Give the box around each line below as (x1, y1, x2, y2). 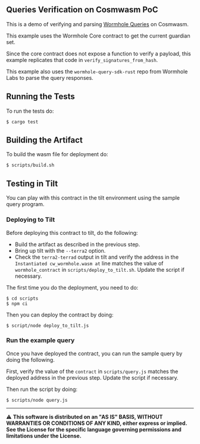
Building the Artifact (6, 135, 83, 145)
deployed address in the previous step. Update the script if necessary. (6, 374, 179, 381)
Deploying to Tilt (6, 216, 55, 224)
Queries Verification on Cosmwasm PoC (6, 5, 159, 15)
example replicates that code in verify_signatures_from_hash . (6, 56, 158, 63)
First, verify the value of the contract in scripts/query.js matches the (6, 368, 179, 375)
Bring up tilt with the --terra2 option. (14, 247, 106, 254)
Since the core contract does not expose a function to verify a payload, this (6, 50, 192, 57)
